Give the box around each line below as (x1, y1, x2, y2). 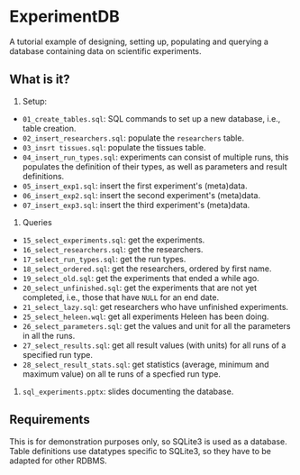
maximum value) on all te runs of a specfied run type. (22, 368, 221, 379)
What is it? (9, 72, 70, 87)
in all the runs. (22, 330, 76, 341)
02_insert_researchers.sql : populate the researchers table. (22, 132, 245, 143)
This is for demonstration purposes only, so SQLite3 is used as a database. (9, 435, 288, 447)
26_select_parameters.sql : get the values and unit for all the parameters (22, 320, 291, 331)
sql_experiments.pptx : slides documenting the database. (22, 386, 234, 397)
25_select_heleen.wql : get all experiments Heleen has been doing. (22, 311, 269, 322)
